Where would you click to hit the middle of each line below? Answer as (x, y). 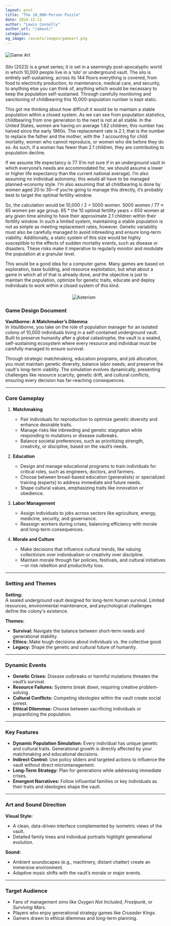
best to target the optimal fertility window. (49, 195)
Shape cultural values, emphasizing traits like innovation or (82, 488)
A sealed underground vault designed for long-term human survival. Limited (85, 600)
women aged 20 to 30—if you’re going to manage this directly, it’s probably (84, 189)
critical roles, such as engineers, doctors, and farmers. (78, 472)
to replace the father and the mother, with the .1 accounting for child (76, 136)
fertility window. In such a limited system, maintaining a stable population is (84, 221)
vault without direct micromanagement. (54, 765)
